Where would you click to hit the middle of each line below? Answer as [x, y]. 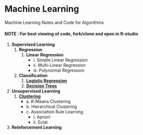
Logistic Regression [47, 81]
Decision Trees [41, 86]
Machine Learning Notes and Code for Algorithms [54, 22]
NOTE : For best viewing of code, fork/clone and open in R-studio [71, 34]
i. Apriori [42, 117]
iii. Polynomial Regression [59, 70]
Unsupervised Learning [36, 91]
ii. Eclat [40, 122]
